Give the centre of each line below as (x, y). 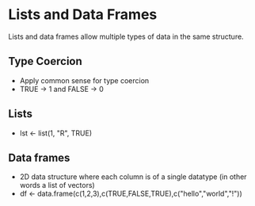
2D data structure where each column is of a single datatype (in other (133, 177)
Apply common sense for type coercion (84, 80)
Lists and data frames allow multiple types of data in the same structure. (126, 36)
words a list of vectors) (57, 185)
